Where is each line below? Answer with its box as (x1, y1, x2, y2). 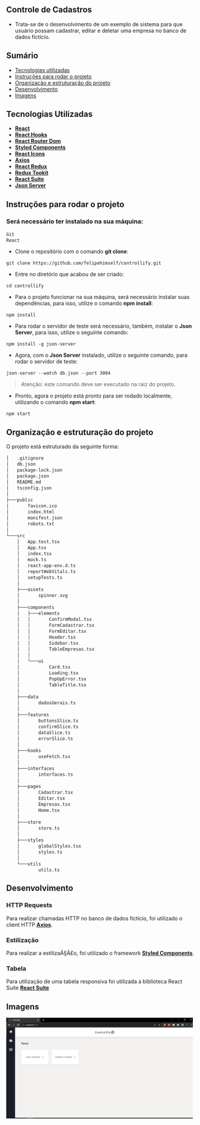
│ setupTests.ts (17, 574, 63, 581)
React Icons (14, 150, 45, 158)
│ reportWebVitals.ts (17, 568, 76, 575)
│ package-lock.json (6, 467, 63, 473)
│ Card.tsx (17, 664, 70, 670)
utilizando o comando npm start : (14, 399, 96, 406)
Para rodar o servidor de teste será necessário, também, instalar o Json (14, 322, 192, 330)
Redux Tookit (14, 169, 49, 177)
